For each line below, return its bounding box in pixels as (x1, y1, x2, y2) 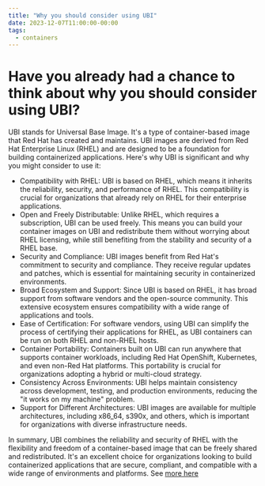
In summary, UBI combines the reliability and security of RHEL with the (8, 435, 239, 445)
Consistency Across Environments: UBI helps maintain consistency (19, 378, 238, 387)
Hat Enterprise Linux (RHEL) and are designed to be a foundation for (8, 144, 231, 154)
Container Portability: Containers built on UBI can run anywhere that (19, 345, 242, 354)
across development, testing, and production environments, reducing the (19, 386, 258, 396)
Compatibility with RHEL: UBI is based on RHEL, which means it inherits (19, 176, 252, 186)
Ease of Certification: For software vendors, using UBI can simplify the (19, 319, 249, 329)
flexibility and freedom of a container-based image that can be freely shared (8, 443, 257, 453)
